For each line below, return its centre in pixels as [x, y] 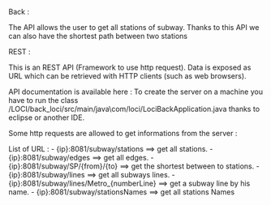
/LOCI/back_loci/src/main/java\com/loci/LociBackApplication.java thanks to [134, 109]
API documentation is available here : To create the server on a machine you [136, 92]
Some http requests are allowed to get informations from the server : [123, 133]
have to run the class [43, 100]
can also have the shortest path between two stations [98, 36]
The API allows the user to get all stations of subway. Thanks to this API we [134, 27]
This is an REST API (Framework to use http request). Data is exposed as [130, 67]
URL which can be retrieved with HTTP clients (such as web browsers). [127, 76]
